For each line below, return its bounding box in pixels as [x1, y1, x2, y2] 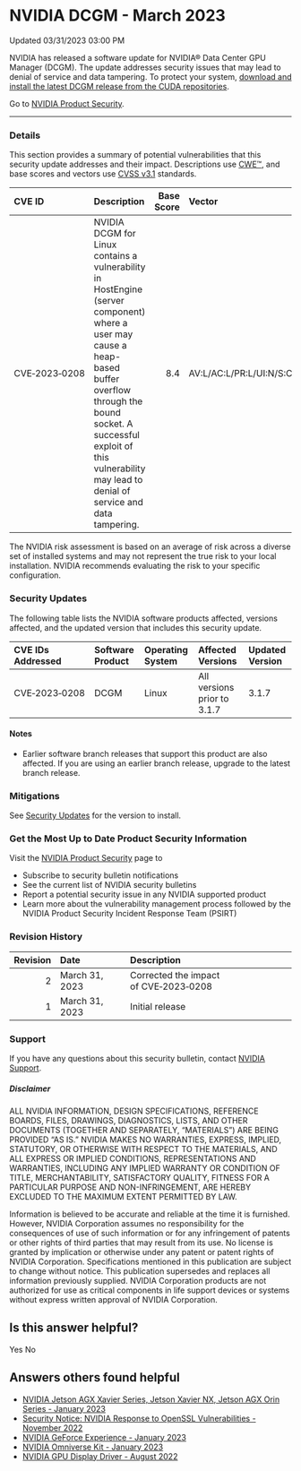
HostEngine [93, 283, 143, 296]
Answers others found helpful [9, 1370, 181, 1385]
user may [93, 328, 133, 340]
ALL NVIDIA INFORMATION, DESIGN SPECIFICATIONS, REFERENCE [9, 1105, 259, 1116]
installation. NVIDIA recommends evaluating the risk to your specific [9, 561, 261, 572]
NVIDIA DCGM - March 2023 [9, 5, 226, 26]
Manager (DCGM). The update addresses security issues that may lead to [9, 62, 282, 73]
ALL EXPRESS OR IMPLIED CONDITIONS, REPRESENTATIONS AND [9, 1153, 257, 1164]
